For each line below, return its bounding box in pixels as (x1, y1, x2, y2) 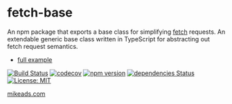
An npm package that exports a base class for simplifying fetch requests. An (7, 28, 226, 36)
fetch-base (7, 5, 73, 21)
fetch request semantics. (7, 42, 78, 50)
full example (17, 55, 53, 63)
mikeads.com (7, 90, 46, 98)
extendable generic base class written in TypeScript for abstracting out (7, 34, 210, 43)
